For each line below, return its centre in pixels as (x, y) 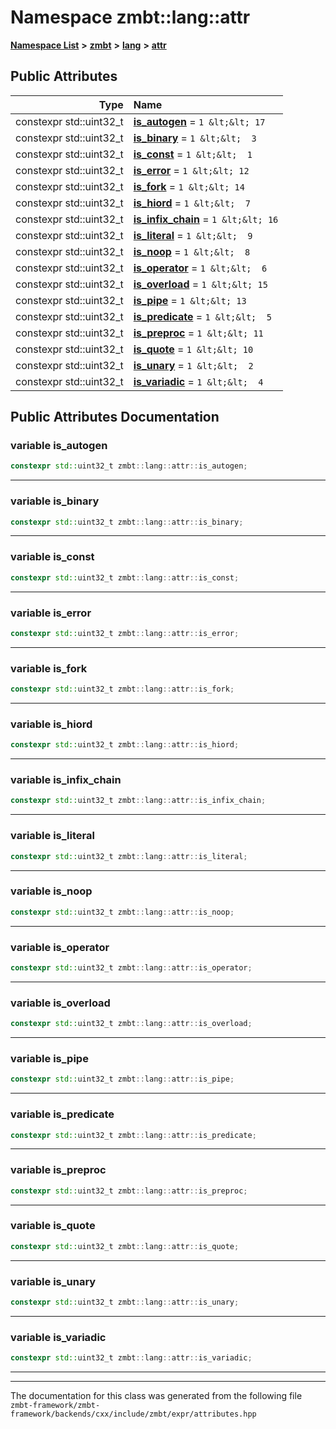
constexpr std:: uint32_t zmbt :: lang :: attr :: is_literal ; (129, 856)
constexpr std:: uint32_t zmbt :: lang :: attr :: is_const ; (125, 577)
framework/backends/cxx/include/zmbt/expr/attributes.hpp (133, 1414)
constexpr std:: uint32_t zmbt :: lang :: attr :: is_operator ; (131, 967)
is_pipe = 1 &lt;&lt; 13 (190, 300)
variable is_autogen (59, 446)
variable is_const (52, 557)
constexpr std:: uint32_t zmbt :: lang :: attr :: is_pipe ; (122, 1079)
